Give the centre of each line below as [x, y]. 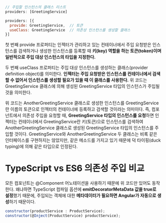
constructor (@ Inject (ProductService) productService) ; [63, 216]
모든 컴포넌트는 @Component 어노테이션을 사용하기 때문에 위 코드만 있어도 [78, 183]
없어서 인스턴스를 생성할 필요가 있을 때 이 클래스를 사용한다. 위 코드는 [81, 80]
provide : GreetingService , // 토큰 [46, 25]
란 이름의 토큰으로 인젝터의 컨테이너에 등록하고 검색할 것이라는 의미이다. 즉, [78, 109]
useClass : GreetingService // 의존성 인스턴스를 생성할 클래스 [70, 30]
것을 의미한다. [19, 92]
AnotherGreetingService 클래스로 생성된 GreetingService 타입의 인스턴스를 [79, 128]
